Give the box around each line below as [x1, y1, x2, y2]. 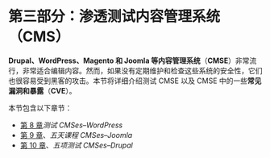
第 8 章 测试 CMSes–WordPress [19, 120, 123, 130]
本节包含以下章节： [8, 102, 73, 113]
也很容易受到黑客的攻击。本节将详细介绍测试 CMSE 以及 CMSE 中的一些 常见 [8, 76, 262, 85]
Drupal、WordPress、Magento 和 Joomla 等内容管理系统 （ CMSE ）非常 [8, 56, 250, 65]
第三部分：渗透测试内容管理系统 [8, 7, 221, 26]
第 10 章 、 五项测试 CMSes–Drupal [19, 140, 133, 150]
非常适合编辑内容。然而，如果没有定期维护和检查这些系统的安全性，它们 [22, 65, 263, 75]
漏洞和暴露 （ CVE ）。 [8, 85, 77, 95]
